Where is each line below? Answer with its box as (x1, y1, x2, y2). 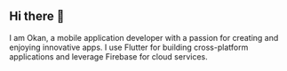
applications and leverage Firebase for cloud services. (9, 51, 208, 62)
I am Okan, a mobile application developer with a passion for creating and (9, 32, 279, 43)
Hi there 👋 (9, 9, 65, 24)
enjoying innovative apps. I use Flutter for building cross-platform (9, 42, 249, 52)
